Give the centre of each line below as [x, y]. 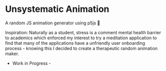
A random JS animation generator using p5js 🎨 [53, 23]
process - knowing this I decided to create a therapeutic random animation [81, 48]
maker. [12, 54]
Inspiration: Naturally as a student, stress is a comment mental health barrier [83, 32]
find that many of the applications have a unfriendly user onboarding [75, 43]
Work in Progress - [31, 63]
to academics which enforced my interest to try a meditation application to [81, 38]
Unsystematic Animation [57, 9]
